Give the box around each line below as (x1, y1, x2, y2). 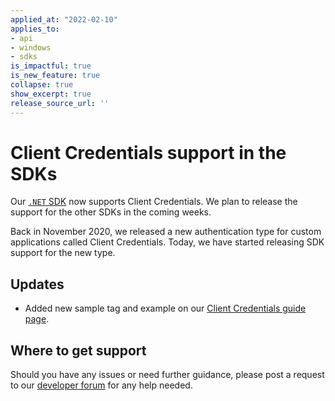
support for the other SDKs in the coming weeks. (10, 206, 212, 218)
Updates (10, 276, 65, 293)
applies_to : (10, 24, 60, 34)
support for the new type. (10, 247, 116, 259)
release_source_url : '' (10, 98, 110, 108)
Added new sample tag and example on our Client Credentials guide (24, 302, 307, 315)
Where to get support (10, 342, 147, 359)
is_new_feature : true (10, 71, 101, 81)
